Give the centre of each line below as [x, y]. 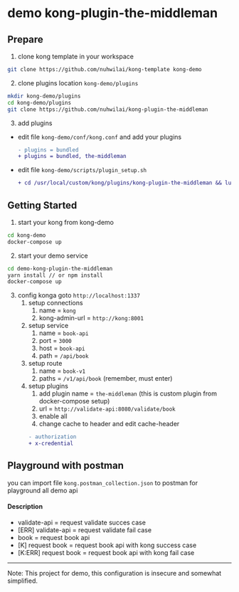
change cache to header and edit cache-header [109, 424]
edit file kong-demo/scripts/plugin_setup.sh [82, 170]
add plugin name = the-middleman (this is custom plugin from [128, 393]
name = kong [57, 310]
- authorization [52, 437]
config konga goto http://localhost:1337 [79, 295]
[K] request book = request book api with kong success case [107, 545]
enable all [53, 416]
